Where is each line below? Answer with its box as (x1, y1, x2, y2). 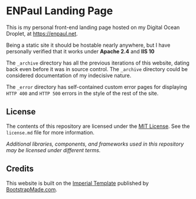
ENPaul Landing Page (6, 4, 113, 18)
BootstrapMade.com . (6, 185, 58, 193)
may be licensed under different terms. (6, 146, 101, 153)
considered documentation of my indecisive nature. (6, 72, 132, 79)
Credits (6, 164, 34, 174)
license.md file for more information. (6, 129, 94, 136)
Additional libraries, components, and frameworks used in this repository (6, 140, 184, 147)
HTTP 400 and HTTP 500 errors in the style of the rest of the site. (6, 89, 159, 97)
